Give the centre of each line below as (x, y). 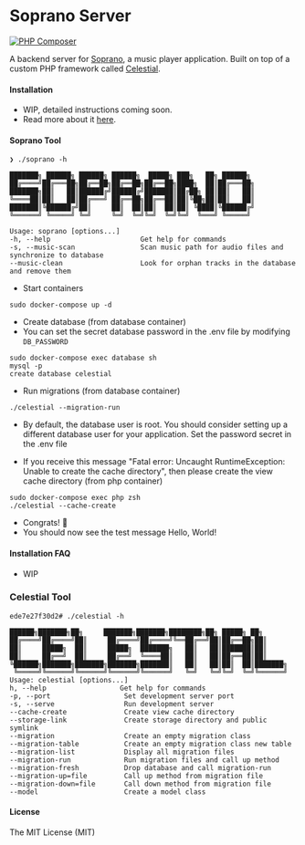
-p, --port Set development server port (122, 696)
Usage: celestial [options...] (69, 680)
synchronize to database (57, 256)
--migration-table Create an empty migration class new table (151, 744)
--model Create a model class (108, 792)
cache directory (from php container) (93, 481)
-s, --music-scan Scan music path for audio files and (147, 247)
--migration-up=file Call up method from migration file (136, 776)
